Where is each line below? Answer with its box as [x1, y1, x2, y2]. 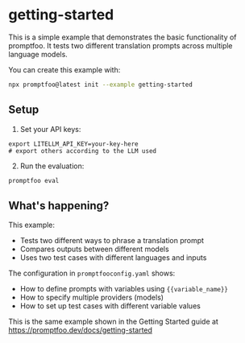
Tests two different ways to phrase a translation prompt [19, 236, 204, 246]
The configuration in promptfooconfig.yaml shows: [8, 268, 176, 279]
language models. [8, 49, 69, 59]
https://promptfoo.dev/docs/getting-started [8, 325, 153, 335]
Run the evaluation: [19, 161, 85, 171]
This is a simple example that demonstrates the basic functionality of [8, 32, 237, 42]
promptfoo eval [8, 176, 60, 184]
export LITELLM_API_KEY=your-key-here [8, 139, 139, 148]
